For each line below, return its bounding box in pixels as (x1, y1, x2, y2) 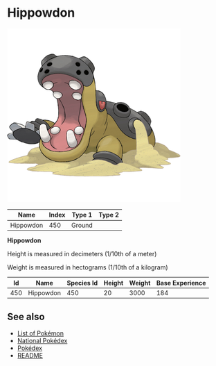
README (17, 351, 44, 360)
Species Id (66, 278, 98, 287)
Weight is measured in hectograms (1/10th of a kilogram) (7, 263, 168, 272)
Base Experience (156, 278, 206, 287)
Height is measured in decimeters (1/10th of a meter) (7, 250, 157, 258)
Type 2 (98, 210, 120, 219)
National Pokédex (17, 337, 68, 345)
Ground (71, 221, 93, 229)
